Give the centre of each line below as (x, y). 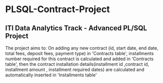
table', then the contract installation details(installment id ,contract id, (77, 64)
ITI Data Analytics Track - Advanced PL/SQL (76, 28)
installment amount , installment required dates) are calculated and (75, 70)
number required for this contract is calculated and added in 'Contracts (79, 59)
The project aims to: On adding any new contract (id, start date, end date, (82, 48)
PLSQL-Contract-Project (58, 9)
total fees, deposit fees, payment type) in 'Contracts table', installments (79, 53)
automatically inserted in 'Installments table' (51, 75)
